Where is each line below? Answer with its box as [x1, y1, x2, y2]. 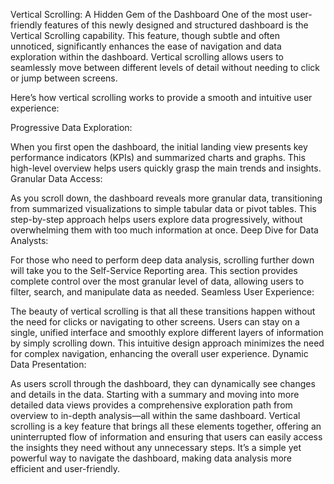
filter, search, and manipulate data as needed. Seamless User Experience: [10, 286, 315, 298]
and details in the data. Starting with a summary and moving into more [10, 389, 300, 400]
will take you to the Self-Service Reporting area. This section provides [10, 265, 298, 276]
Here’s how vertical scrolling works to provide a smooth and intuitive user [10, 92, 313, 103]
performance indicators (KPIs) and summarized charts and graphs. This [10, 152, 306, 163]
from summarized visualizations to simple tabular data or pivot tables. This [10, 203, 317, 214]
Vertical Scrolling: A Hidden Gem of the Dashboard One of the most [10, 9, 288, 20]
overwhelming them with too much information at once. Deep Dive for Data [10, 224, 319, 236]
